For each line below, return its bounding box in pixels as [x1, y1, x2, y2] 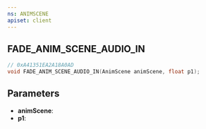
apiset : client [7, 17, 52, 24]
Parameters [7, 87, 60, 99]
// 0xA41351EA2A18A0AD [7, 61, 74, 69]
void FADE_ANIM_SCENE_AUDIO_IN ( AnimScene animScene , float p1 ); [7, 68, 200, 75]
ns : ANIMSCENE [7, 10, 49, 18]
